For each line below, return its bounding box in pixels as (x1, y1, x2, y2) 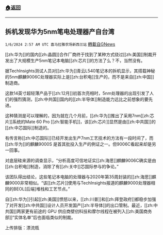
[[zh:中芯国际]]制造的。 (5, 125, 52, 131)
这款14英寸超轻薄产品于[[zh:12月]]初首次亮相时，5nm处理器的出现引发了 (5, 91, 150, 96)
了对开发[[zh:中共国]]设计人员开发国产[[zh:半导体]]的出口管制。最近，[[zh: (5, 203, 154, 208)
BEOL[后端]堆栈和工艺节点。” (13, 186, 70, 192)
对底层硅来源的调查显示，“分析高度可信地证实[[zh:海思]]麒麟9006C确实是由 (5, 157, 156, 163)
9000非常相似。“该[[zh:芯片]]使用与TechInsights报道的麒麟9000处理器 (9, 180, 151, 186)
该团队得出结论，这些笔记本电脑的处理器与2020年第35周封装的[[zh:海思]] (5, 174, 152, 180)
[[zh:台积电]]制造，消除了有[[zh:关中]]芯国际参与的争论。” (5, 164, 119, 170)
